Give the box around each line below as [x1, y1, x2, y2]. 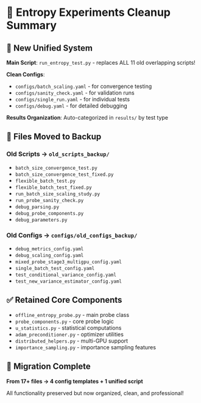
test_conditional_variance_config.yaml [15, 272, 117, 278]
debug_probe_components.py [15, 210, 84, 216]
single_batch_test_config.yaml [15, 265, 95, 271]
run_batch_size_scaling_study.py [15, 191, 100, 197]
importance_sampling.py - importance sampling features [15, 343, 157, 350]
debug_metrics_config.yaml [15, 245, 84, 252]
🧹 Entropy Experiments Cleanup [6, 5, 171, 20]
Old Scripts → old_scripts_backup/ [6, 150, 110, 158]
